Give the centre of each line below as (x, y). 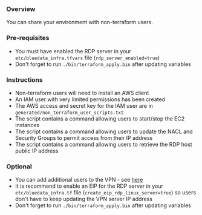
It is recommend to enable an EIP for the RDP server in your (89, 186)
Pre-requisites (28, 38)
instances (27, 125)
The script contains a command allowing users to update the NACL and (104, 131)
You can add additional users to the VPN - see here (79, 180)
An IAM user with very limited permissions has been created (90, 99)
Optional (19, 167)
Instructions (25, 79)
